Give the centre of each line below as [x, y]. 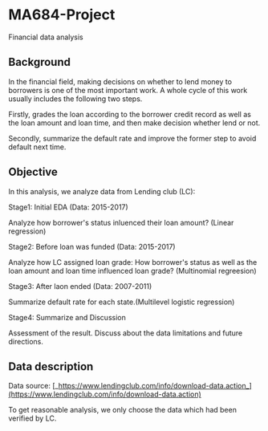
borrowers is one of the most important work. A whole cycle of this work [128, 90]
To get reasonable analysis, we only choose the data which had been [122, 410]
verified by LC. [32, 418]
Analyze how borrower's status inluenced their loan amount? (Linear [121, 222]
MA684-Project [62, 15]
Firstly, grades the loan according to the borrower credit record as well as [130, 114]
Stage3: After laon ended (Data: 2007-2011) [80, 286]
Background [39, 62]
